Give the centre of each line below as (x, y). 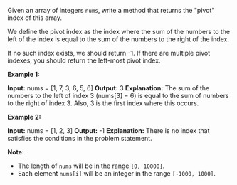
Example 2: (24, 117)
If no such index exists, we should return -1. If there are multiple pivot (109, 53)
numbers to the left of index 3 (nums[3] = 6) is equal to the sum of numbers (118, 96)
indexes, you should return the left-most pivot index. (84, 60)
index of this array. (35, 18)
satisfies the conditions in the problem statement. (80, 138)
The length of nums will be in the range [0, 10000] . (91, 166)
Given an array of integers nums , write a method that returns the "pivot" (111, 10)
